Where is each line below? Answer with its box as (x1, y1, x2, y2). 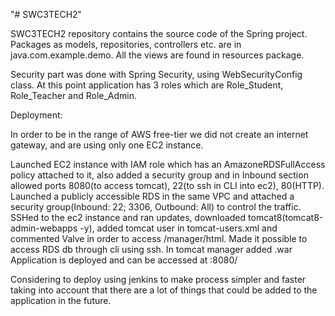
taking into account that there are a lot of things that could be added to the (10, 284, 318, 296)
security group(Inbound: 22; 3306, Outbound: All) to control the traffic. (10, 201, 302, 213)
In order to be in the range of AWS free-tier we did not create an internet (10, 129, 309, 140)
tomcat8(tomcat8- (248, 212, 324, 223)
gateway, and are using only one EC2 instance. (10, 139, 204, 151)
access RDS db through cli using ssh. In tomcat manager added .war (10, 244, 293, 255)
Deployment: (10, 109, 63, 121)
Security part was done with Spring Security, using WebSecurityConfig (10, 69, 303, 80)
